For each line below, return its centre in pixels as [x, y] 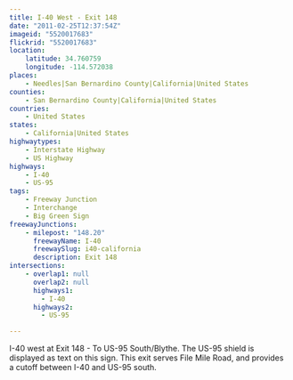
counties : [28, 92]
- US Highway [49, 158]
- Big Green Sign [57, 216]
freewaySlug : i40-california [87, 249]
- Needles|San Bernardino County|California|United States [137, 84]
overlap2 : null [61, 282]
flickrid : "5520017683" [53, 42]
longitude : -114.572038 [69, 68]
